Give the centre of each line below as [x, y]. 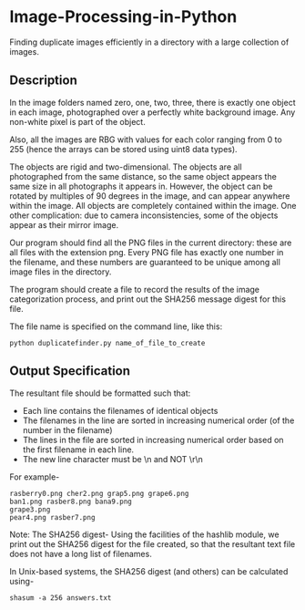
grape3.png [30, 509]
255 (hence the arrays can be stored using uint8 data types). [124, 149]
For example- [35, 477]
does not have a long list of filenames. [81, 553]
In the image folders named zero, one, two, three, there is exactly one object [152, 102]
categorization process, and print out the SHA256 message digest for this [148, 299]
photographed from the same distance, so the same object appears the [143, 176]
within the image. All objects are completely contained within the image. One [153, 205]
